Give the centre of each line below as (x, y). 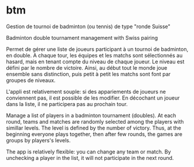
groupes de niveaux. (31, 80)
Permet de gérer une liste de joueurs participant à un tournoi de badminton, (97, 49)
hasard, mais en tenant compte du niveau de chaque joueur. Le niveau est (95, 62)
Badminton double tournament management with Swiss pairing (82, 38)
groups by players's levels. (38, 140)
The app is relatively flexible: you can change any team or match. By (89, 151)
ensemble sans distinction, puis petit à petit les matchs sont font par (89, 74)
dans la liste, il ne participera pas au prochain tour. (67, 104)
